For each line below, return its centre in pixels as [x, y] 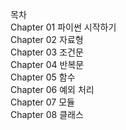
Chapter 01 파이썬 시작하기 [63, 27]
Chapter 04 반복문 [47, 64]
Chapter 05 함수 [43, 77]
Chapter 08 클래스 [47, 114]
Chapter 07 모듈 [42, 102]
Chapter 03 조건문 [47, 52]
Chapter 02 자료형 [47, 39]
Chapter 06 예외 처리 [52, 89]
